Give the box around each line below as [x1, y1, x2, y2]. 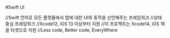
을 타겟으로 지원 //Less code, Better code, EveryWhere [5, 27, 118, 33]
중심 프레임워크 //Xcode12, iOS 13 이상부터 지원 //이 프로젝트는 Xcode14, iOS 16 [5, 21, 165, 26]
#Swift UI [5, 4, 25, 10]
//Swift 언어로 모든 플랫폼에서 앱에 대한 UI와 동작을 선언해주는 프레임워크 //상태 [5, 14, 162, 20]
